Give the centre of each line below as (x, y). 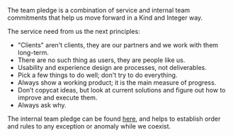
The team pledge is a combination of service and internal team (99, 10)
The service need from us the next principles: (74, 31)
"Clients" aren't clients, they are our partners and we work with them (118, 45)
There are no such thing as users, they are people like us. (101, 60)
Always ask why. (42, 105)
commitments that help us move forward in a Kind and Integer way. (105, 18)
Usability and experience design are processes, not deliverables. (112, 67)
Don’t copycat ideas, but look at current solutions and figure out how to (121, 90)
